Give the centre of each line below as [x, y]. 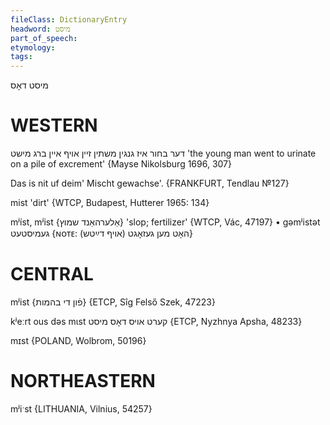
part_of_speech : [44, 38]
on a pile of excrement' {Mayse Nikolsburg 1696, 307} [121, 164]
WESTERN [54, 125]
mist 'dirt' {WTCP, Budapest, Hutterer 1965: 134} [110, 203]
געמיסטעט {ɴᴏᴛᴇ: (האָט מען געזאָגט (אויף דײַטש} [101, 233]
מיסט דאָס [29, 85]
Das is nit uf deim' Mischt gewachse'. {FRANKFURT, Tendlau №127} [150, 183]
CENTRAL [52, 274]
